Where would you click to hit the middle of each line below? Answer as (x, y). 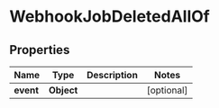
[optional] (167, 90)
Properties (40, 50)
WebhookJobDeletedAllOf (109, 17)
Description (112, 75)
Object (63, 90)
